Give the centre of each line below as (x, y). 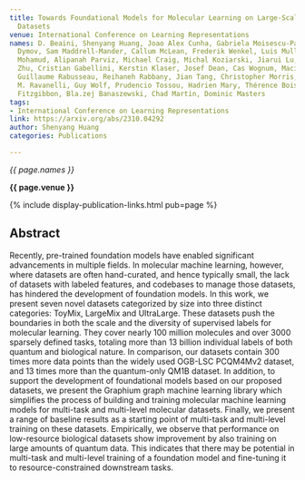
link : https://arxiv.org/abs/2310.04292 (87, 119)
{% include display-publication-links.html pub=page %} (113, 204)
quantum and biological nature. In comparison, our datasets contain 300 (144, 351)
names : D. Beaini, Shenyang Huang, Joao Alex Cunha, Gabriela (129, 43)
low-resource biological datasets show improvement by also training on (143, 438)
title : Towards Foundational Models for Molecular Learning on (132, 18)
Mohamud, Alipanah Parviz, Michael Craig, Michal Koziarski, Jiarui (150, 60)
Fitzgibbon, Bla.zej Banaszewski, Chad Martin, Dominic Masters (142, 93)
